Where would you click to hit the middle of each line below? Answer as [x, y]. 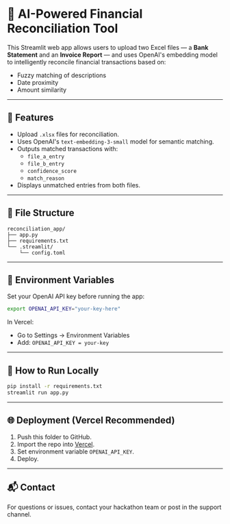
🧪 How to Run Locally [53, 370]
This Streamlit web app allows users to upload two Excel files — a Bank [108, 47]
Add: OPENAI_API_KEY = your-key [63, 343]
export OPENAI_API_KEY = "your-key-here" [64, 309]
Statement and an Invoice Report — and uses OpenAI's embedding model [112, 55]
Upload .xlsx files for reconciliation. [68, 134]
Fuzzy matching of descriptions [62, 75]
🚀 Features [30, 118]
